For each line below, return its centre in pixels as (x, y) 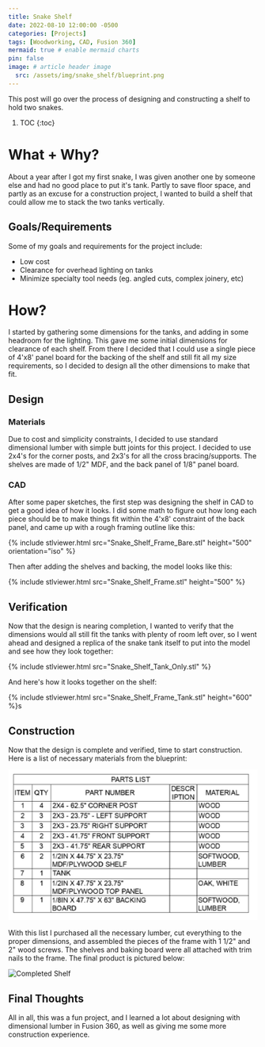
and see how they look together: (61, 651)
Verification (38, 607)
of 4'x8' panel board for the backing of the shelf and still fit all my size (123, 358)
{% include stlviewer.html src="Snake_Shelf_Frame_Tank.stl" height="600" (131, 697)
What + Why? (54, 154)
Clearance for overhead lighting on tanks (86, 270)
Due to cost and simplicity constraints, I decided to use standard (113, 439)
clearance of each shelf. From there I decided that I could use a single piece (132, 349)
